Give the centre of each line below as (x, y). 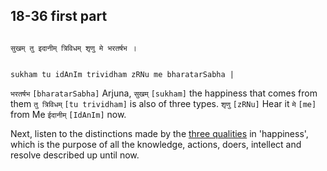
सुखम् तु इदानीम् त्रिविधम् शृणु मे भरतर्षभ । (73, 48)
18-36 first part (59, 16)
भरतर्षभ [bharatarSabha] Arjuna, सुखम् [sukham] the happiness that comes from (164, 93)
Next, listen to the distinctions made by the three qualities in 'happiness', (159, 133)
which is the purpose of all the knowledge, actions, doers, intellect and (156, 144)
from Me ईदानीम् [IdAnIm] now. (68, 114)
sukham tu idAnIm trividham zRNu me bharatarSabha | (122, 74)
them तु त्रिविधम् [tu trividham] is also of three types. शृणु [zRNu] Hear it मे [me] (163, 103)
